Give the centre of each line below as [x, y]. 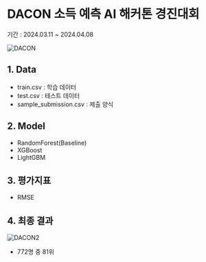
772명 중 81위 [36, 252]
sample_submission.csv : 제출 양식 [65, 104]
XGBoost [30, 150]
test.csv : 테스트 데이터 [48, 95]
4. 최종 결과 [30, 221]
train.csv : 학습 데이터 [47, 87]
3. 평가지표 [29, 180]
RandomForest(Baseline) [52, 143]
